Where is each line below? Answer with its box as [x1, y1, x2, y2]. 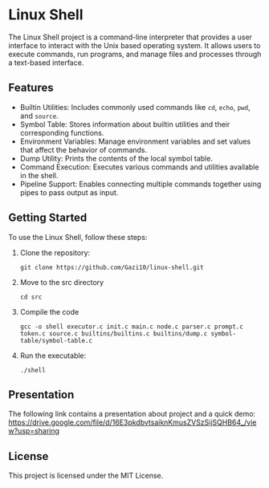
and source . [19, 111, 59, 120]
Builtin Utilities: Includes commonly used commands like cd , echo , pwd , [19, 102, 251, 112]
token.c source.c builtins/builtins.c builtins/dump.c [19, 329, 208, 338]
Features [8, 81, 54, 95]
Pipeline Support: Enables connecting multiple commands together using [19, 179, 262, 189]
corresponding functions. [19, 128, 104, 137]
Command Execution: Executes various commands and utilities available [19, 162, 259, 172]
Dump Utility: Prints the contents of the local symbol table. [19, 153, 213, 163]
